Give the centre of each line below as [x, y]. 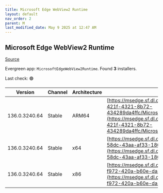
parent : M [15, 23]
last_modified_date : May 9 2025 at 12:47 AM [51, 28]
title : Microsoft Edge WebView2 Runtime [47, 10]
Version [25, 92]
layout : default [21, 14]
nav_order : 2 [18, 19]
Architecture [87, 92]
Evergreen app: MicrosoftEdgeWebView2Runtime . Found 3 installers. [71, 68]
